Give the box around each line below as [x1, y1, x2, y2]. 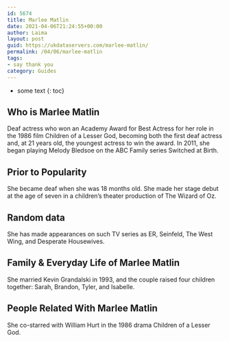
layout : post [7, 36, 45, 43]
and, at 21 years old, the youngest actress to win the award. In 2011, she [7, 139, 210, 148]
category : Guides [7, 67, 57, 74]
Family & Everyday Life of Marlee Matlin [7, 257, 180, 269]
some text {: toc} [16, 87, 65, 95]
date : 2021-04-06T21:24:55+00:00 [7, 23, 103, 30]
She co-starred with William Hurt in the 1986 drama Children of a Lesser [7, 321, 210, 329]
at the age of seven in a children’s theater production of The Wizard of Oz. [7, 192, 217, 200]
